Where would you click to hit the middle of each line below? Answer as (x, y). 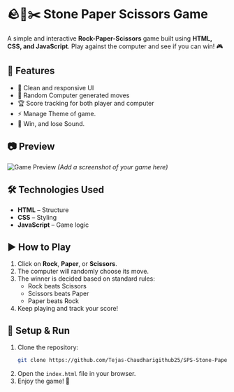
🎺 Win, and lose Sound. (51, 123)
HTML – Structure (43, 210)
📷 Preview (31, 147)
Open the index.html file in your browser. (76, 373)
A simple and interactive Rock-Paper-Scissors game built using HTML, (110, 38)
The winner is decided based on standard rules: (86, 279)
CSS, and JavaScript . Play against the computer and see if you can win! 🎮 (115, 46)
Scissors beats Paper (58, 294)
